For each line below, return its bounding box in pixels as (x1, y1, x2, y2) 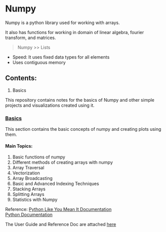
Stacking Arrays (12, 186, 46, 192)
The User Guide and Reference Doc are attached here (5, 221, 116, 227)
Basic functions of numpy (12, 154, 65, 160)
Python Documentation (5, 211, 53, 218)
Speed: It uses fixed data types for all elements (12, 54, 110, 60)
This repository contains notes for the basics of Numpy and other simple (5, 97, 155, 103)
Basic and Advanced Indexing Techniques (12, 181, 99, 187)
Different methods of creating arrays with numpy (12, 159, 113, 165)
